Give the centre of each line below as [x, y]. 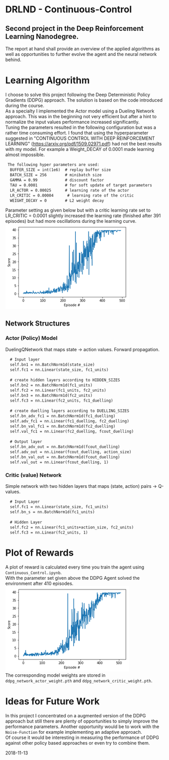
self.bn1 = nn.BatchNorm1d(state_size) [52, 365]
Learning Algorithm [48, 80]
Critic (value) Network [34, 475]
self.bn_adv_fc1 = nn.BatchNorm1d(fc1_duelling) [63, 416]
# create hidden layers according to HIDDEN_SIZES [65, 380]
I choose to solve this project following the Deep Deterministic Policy [78, 94]
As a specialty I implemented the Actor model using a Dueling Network [80, 111]
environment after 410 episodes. [39, 583]
